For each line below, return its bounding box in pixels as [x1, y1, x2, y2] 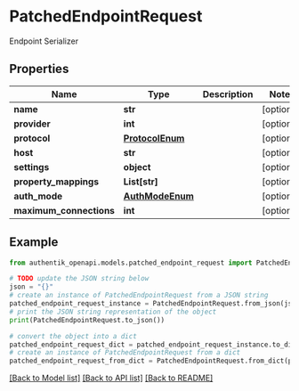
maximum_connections [13, 204, 116, 216]
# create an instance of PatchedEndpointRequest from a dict [9, 348, 241, 357]
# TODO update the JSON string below [9, 274, 149, 283]
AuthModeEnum [123, 190, 194, 202]
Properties [9, 61, 69, 77]
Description [202, 87, 254, 100]
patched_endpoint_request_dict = [9, 340, 133, 349]
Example [9, 234, 59, 250]
